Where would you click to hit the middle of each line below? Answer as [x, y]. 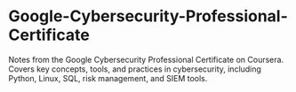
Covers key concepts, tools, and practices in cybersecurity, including [135, 69]
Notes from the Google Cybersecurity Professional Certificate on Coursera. [146, 59]
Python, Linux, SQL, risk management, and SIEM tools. [108, 78]
